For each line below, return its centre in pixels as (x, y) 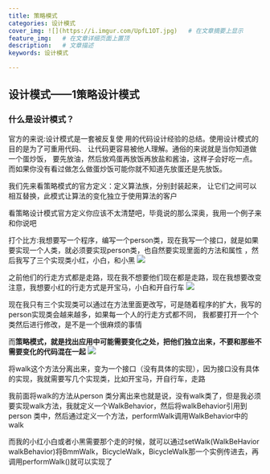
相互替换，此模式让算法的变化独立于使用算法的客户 (93, 196)
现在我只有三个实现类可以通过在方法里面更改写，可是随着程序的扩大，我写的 (135, 304)
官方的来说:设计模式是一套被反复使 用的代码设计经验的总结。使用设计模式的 (133, 138)
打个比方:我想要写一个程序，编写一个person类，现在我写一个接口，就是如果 (134, 240)
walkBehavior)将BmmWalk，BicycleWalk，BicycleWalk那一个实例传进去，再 (134, 452)
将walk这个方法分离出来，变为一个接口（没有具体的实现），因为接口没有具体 (134, 368)
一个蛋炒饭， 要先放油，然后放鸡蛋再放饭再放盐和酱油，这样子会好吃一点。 (133, 158)
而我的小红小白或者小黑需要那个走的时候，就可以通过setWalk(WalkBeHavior (134, 441)
